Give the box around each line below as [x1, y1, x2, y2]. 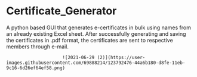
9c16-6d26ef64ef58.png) [6, 64, 66, 71]
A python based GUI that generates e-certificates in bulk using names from [6, 24, 191, 31]
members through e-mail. [6, 43, 69, 50]
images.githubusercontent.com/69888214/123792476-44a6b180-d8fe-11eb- [6, 60, 186, 66]
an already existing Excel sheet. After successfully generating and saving [6, 30, 186, 37]
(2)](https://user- [97, 54, 146, 60]
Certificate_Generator [6, 4, 117, 18]
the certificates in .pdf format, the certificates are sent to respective [6, 36, 173, 44]
